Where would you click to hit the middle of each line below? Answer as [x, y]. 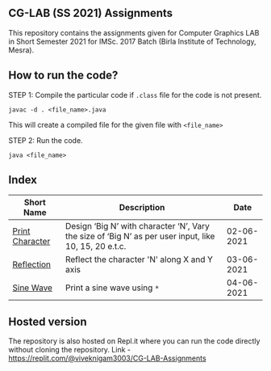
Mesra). [21, 50]
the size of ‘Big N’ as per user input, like [140, 236]
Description [142, 208]
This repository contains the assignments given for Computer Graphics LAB [134, 32]
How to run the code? [63, 76]
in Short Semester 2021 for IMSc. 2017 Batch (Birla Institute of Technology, [132, 41]
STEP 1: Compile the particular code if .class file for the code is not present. [135, 95]
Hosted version [48, 321]
